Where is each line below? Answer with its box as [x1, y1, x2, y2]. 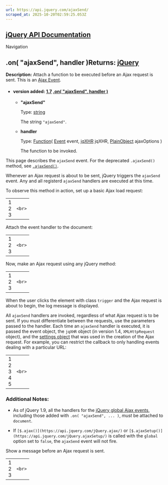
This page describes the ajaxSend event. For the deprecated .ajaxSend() [5, 158, 155, 164]
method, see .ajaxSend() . [5, 163, 59, 169]
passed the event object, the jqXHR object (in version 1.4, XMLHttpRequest [5, 328, 154, 334]
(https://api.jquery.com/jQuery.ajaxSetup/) [12, 433, 107, 438]
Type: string [20, 109, 45, 115]
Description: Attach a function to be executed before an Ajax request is [5, 72, 153, 78]
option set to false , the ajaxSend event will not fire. [12, 438, 118, 444]
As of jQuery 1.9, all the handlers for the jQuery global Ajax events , [12, 407, 150, 413]
